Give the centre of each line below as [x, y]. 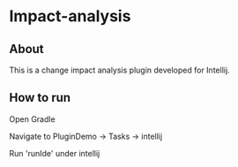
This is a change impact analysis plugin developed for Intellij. [120, 70]
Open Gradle [32, 119]
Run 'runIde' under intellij [55, 153]
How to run [40, 98]
